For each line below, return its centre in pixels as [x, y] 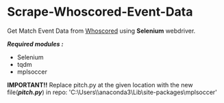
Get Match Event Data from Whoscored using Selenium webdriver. [101, 31]
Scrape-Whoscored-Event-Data [100, 12]
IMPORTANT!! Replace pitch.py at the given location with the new [100, 85]
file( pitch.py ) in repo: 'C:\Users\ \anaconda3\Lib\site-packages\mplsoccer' [112, 92]
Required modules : [35, 44]
